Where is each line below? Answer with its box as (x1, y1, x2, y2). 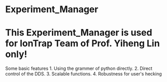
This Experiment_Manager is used (5, 27, 152, 39)
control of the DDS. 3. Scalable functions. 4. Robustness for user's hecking (5, 71, 162, 77)
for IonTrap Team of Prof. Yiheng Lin (5, 38, 160, 49)
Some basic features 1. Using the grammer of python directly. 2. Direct (5, 65, 153, 72)
